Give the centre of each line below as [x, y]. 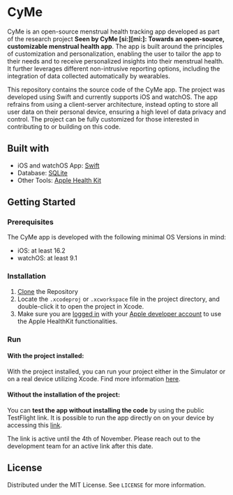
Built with [28, 148]
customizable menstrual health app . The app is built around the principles [115, 46]
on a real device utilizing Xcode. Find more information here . [94, 378]
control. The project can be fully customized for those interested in [103, 119]
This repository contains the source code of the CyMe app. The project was [116, 89]
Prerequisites [30, 222]
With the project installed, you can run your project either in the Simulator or [116, 371]
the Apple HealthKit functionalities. [67, 321]
